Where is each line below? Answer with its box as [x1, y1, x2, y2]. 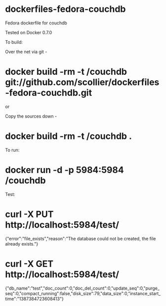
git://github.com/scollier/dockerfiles [5, 77, 160, 88]
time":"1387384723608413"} [5, 296, 64, 302]
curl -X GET [5, 258, 53, 269]
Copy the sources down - [5, 113, 57, 119]
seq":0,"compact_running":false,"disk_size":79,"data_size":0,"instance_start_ [5, 290, 161, 296]
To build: [5, 39, 23, 45]
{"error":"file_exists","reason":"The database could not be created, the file [5, 236, 156, 242]
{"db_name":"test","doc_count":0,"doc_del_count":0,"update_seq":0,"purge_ [5, 285, 160, 291]
